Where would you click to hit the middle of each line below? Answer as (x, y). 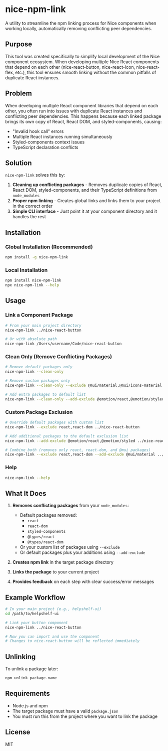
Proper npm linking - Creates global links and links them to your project (86, 201)
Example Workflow (35, 597)
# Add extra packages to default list (45, 394)
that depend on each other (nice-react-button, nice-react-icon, (70, 67)
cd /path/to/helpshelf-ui (32, 614)
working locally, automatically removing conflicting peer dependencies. (79, 28)
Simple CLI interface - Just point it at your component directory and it (85, 211)
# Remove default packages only (39, 367)
